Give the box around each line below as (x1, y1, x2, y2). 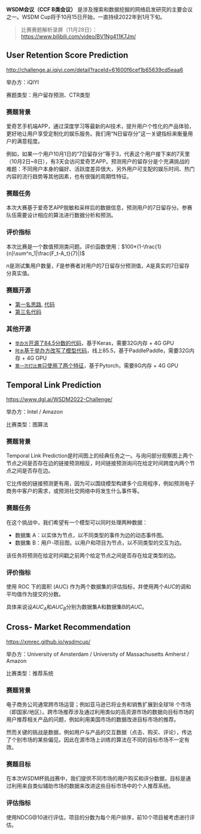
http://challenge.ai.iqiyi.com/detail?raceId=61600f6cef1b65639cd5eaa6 (6, 66, 184, 73)
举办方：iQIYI (6, 78, 39, 86)
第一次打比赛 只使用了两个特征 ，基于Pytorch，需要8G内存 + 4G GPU (14, 362, 178, 369)
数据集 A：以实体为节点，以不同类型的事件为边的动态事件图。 (14, 531, 167, 539)
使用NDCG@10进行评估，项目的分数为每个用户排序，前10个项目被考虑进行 (6, 814, 190, 821)
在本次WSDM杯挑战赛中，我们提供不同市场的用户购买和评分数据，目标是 (6, 775, 186, 782)
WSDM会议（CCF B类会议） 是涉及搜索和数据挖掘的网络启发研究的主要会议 (6, 6, 193, 13)
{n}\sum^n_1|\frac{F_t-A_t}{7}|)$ (6, 249, 86, 257)
